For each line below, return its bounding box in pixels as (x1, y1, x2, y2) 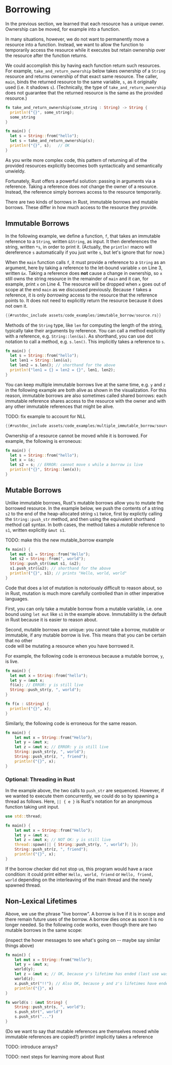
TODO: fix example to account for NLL (5, 413, 86, 419)
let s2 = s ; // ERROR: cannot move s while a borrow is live (10, 462, 143, 468)
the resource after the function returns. (5, 52, 88, 59)
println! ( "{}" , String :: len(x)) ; (10, 467, 81, 472)
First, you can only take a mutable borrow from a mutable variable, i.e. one (5, 605, 162, 612)
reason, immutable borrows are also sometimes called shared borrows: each (5, 392, 167, 399)
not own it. (5, 303, 28, 309)
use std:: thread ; (5, 813, 42, 819)
